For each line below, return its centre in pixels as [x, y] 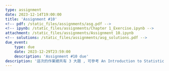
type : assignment [23, 10]
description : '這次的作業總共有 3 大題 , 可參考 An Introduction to [73, 61]
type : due [25, 47]
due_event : [17, 42]
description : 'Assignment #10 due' [52, 56]
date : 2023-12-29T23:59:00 [43, 51]
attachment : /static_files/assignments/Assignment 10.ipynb [70, 33]
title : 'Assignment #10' [31, 19]
